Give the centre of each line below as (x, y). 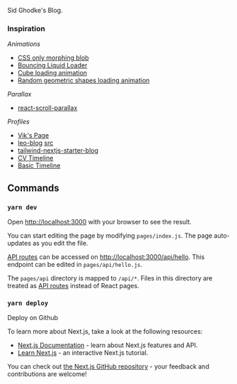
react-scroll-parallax (47, 108)
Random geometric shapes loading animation (83, 80)
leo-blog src (35, 143)
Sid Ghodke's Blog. (35, 10)
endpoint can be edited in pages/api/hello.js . (75, 264)
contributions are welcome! (47, 374)
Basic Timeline (39, 165)
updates (19, 243)
